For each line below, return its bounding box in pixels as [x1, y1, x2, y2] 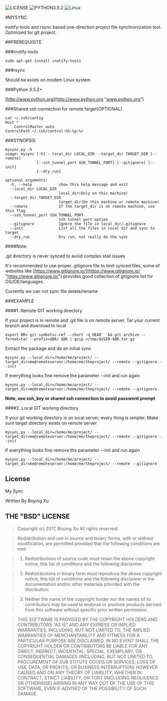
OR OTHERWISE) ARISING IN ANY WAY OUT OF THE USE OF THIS [17, 680, 155, 686]
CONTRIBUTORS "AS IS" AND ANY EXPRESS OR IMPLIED [17, 622, 136, 628]
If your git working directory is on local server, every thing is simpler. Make [5, 415, 159, 421]
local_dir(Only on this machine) [58, 191, 128, 196]
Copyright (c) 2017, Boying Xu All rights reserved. [17, 525, 119, 532]
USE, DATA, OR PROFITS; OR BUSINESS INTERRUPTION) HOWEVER [17, 664, 158, 670]
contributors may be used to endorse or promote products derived [24, 601, 162, 607]
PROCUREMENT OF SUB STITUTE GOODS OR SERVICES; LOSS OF [17, 659, 156, 665]
